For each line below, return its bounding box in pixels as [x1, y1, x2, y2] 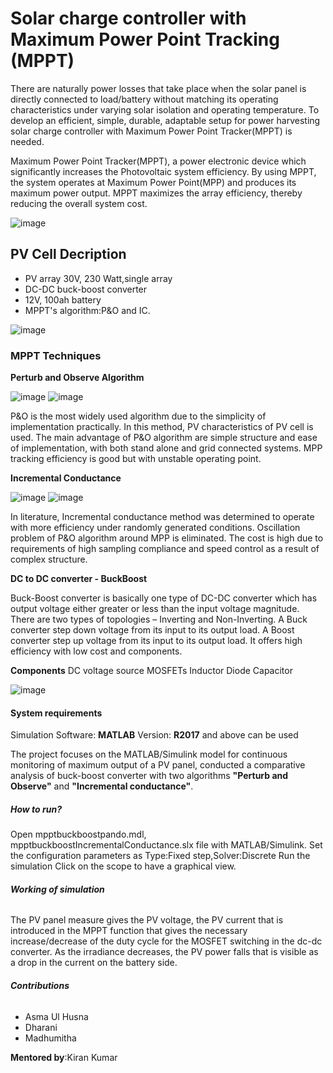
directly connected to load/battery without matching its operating [10, 93, 279, 105]
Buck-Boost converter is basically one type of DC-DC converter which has [10, 592, 318, 604]
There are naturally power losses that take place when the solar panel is [10, 82, 307, 94]
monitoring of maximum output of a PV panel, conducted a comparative [10, 759, 306, 771]
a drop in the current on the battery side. [10, 957, 178, 969]
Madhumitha [24, 1032, 77, 1044]
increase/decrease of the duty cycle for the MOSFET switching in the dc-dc [10, 935, 323, 947]
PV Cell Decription [10, 246, 127, 263]
